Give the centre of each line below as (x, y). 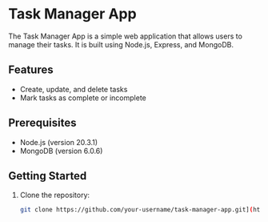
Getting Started (48, 176)
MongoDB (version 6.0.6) (61, 151)
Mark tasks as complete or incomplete (83, 98)
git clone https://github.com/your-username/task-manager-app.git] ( (136, 210)
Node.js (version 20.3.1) (59, 142)
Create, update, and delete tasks (74, 89)
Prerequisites (42, 123)
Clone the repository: (55, 195)
